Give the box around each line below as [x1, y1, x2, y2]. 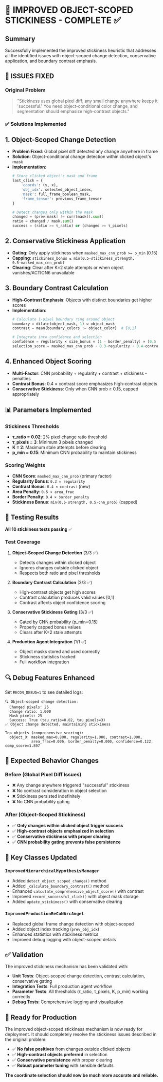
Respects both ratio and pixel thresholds [19, 570, 101, 576]
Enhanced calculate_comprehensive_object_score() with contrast [12, 888, 144, 894]
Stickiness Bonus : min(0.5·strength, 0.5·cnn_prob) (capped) [12, 499, 138, 505]
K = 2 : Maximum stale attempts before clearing [12, 445, 107, 451]
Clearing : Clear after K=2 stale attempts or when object [12, 264, 124, 270]
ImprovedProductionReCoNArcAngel [5, 911, 84, 917]
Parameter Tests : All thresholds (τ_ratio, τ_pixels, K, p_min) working [12, 989, 148, 994]
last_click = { [12, 178, 43, 183]
